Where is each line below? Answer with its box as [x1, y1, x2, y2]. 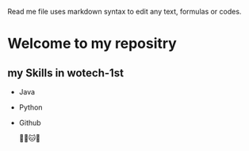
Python [18, 103, 43, 112]
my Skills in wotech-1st [7, 66, 125, 79]
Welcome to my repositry [7, 35, 178, 52]
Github [18, 118, 41, 127]
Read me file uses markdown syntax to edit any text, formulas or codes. [7, 7, 242, 16]
